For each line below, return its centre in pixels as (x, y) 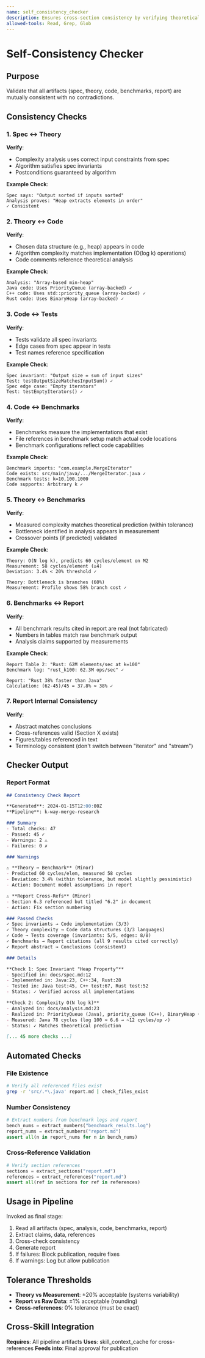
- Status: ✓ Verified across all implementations (71, 992)
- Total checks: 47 (31, 829)
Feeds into (49, 1348)
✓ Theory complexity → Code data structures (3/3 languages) (86, 930)
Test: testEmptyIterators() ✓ (45, 392)
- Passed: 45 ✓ (26, 834)
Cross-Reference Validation (49, 1153)
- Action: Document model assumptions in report (69, 885)
